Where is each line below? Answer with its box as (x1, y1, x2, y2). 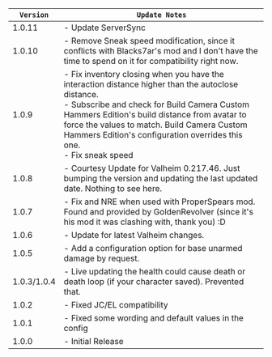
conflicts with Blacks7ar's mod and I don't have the (63, 45, 259, 56)
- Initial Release (63, 336, 124, 346)
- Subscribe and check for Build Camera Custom (63, 99, 249, 110)
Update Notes (136, 11, 187, 19)
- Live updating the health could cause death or (63, 266, 246, 277)
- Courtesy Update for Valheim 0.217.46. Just (63, 163, 240, 173)
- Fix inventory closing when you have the (63, 69, 224, 79)
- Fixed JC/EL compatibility (63, 300, 168, 310)
